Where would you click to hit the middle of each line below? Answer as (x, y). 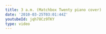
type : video (17, 24)
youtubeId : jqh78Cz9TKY (30, 19)
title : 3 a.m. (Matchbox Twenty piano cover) (53, 10)
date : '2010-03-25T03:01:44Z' (37, 14)
